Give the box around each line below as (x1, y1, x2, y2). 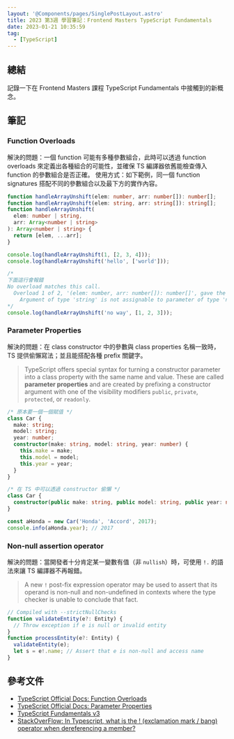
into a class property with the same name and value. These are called (24, 372, 224, 381)
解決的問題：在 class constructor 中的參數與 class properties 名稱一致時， (7, 342, 220, 351)
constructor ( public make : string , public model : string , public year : (13, 499, 223, 506)
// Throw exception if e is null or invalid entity (13, 622, 167, 629)
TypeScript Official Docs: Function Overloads (17, 694, 148, 703)
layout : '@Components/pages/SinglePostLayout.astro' (7, 10, 164, 17)
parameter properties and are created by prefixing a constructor (24, 380, 211, 388)
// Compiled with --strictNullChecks (7, 608, 117, 615)
